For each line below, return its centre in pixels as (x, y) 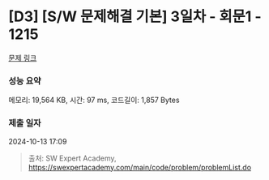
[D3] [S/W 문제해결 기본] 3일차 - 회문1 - (135, 17)
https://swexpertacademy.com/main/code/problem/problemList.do (140, 167)
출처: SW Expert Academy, (72, 158)
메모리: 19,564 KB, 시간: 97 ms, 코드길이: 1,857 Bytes (94, 100)
